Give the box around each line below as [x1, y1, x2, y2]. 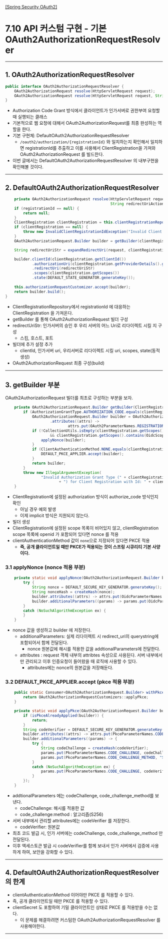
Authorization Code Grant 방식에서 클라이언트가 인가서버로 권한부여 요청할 [12, 108, 160, 114]
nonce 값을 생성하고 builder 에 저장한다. [12, 627, 91, 633]
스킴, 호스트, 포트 [19, 335, 53, 341]
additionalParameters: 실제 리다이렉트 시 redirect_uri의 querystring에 [19, 634, 159, 640]
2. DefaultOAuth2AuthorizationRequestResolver [5, 183, 159, 192]
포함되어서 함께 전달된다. [19, 640, 68, 646]
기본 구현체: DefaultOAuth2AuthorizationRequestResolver [12, 133, 129, 139]
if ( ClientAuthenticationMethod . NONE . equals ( [31, 447, 128, 452]
